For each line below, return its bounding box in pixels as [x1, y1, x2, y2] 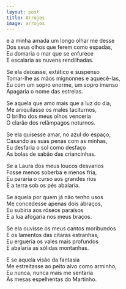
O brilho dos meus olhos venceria [6, 112, 91, 120]
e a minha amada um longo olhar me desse [6, 37, 115, 45]
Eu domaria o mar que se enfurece [6, 50, 94, 57]
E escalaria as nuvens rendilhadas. [6, 56, 94, 64]
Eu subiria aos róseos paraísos [6, 207, 84, 214]
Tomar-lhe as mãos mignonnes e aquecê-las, [6, 75, 120, 82]
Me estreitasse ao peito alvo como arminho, [6, 263, 117, 270]
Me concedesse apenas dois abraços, [6, 200, 103, 208]
